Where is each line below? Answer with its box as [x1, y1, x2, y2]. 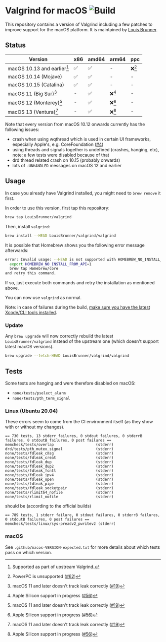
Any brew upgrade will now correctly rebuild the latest [5, 333, 114, 339]
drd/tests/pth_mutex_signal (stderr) [5, 447, 114, 451]
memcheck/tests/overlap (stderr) [5, 442, 114, 448]
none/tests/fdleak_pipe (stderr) [5, 481, 114, 486]
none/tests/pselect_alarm [12, 391, 66, 396]
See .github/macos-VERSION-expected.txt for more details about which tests [5, 544, 160, 550]
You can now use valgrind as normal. [5, 295, 82, 301]
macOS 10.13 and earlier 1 [7, 64, 69, 72]
